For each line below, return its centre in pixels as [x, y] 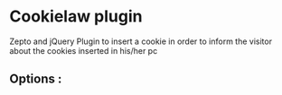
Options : [36, 79]
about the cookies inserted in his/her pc [84, 50]
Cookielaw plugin [76, 17]
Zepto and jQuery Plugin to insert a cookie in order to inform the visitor [141, 41]
